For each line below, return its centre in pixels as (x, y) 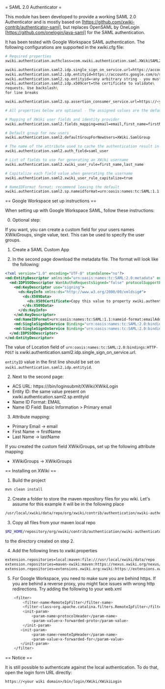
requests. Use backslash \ (31, 88)
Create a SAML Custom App (41, 250)
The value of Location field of (35, 347)
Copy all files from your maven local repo (54, 523)
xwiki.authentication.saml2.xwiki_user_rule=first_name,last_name (74, 164)
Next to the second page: (38, 377)
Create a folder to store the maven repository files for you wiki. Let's (81, 499)
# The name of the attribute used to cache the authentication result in (82, 147)
